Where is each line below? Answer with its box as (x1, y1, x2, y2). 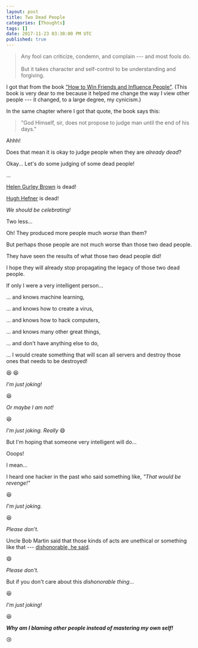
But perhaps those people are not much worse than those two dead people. (6, 241, 192, 248)
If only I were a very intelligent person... (6, 282, 103, 289)
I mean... (6, 461, 28, 469)
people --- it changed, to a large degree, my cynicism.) (6, 96, 141, 103)
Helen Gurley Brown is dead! (6, 183, 76, 190)
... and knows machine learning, (6, 293, 85, 300)
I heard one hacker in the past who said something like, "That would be (6, 473, 181, 480)
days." (20, 126, 37, 132)
